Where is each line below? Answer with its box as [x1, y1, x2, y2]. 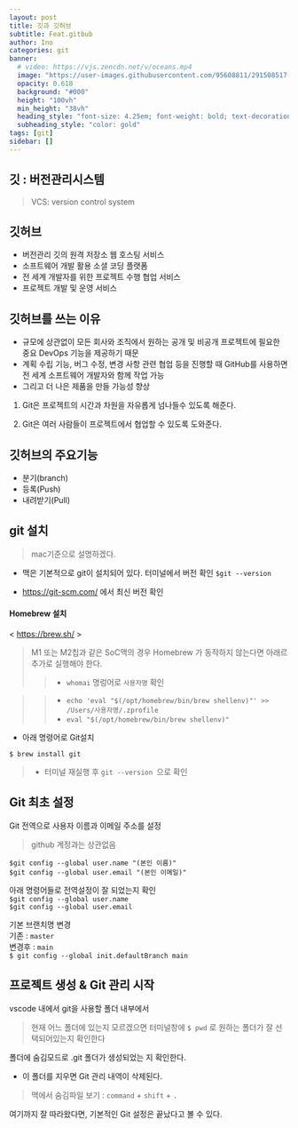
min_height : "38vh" [17, 104, 90, 113]
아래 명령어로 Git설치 [21, 732, 95, 743]
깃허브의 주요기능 [9, 447, 98, 462]
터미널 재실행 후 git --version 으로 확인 [43, 766, 188, 778]
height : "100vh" [17, 95, 77, 105]
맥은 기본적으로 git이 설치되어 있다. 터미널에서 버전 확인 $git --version [21, 567, 272, 578]
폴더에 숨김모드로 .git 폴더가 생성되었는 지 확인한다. [9, 1052, 186, 1062]
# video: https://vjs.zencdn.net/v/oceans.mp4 [17, 63, 192, 72]
